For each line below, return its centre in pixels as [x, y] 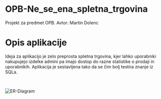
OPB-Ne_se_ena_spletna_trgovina [77, 9]
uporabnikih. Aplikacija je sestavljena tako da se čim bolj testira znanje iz [79, 66]
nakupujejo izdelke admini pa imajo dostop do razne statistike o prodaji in [80, 61]
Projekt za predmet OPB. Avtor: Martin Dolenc [52, 23]
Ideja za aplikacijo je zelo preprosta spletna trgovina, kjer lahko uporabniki [80, 56]
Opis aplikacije [36, 43]
